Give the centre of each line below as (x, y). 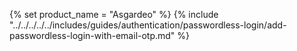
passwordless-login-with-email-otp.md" (92, 35)
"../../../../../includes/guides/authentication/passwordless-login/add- (148, 25)
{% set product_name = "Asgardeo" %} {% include (114, 14)
